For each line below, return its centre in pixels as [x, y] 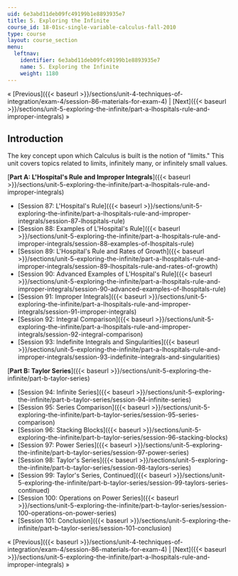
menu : [15, 47]
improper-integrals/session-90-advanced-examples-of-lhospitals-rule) [121, 289]
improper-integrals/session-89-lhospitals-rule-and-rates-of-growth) [118, 267]
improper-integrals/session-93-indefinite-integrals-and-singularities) [119, 357]
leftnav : [27, 54]
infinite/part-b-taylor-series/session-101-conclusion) [94, 528]
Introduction [36, 138]
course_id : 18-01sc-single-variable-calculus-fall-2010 [92, 27]
